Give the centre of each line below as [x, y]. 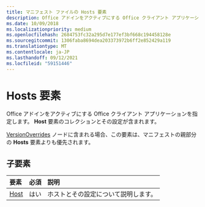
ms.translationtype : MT [37, 47]
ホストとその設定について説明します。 [102, 194]
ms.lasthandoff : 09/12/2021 [42, 58]
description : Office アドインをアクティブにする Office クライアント [88, 18]
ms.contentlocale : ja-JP [38, 52]
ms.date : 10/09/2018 [33, 23]
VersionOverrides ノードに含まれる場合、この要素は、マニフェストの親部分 [102, 135]
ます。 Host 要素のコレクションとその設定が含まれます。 [88, 122]
